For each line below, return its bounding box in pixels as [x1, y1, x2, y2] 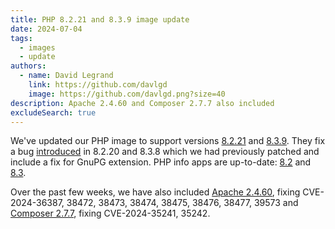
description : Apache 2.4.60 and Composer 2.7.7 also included [10, 98, 275, 108]
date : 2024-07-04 [10, 24, 83, 34]
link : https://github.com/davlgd [28, 80, 168, 90]
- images [19, 42, 56, 53]
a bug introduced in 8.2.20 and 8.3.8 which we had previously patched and [10, 146, 320, 158]
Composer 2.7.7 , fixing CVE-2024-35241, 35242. [10, 207, 211, 220]
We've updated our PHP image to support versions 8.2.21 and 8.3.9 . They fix [10, 135, 326, 147]
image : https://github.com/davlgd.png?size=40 [28, 89, 226, 99]
